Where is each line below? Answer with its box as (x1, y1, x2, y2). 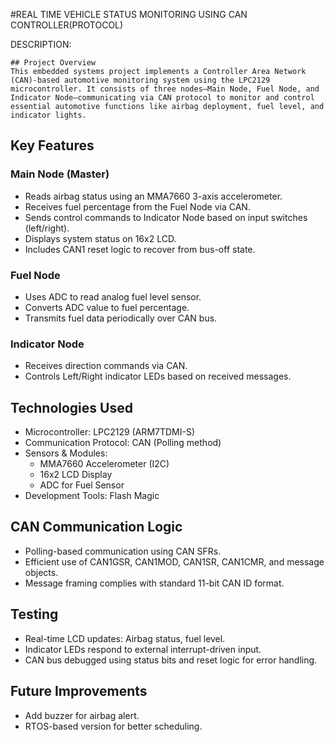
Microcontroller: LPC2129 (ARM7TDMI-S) (24, 426, 196, 438)
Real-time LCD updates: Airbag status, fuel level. (24, 632, 226, 644)
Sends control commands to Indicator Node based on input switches (24, 211, 308, 223)
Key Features (10, 137, 95, 154)
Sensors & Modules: (24, 447, 108, 459)
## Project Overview (10, 58, 97, 68)
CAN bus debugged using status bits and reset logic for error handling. (24, 654, 318, 666)
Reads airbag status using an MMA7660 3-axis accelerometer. (24, 190, 283, 202)
